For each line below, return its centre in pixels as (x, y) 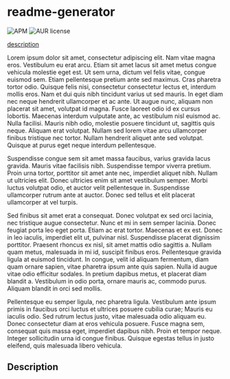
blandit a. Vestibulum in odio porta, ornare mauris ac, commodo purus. (107, 281)
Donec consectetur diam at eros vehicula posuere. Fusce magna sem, (106, 323)
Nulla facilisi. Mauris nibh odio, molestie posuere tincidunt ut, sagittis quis (111, 123)
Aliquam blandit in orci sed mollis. (55, 288)
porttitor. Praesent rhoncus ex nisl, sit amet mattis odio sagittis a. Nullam (110, 244)
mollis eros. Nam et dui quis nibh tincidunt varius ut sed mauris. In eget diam (115, 94)
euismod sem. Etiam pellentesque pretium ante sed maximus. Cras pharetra (114, 79)
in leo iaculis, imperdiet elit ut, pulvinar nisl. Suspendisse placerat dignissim (114, 237)
